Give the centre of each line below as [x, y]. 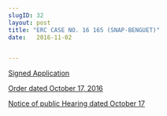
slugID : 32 [26, 15]
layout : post [30, 23]
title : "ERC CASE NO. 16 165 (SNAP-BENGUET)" [84, 30]
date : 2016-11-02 [40, 37]
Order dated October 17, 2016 [56, 89]
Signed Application [39, 73]
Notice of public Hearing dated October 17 [77, 103]
